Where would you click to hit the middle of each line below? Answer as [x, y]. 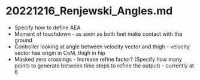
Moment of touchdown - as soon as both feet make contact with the [98, 33]
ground [23, 40]
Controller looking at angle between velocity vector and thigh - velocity [102, 47]
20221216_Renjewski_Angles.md [89, 11]
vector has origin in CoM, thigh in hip [60, 53]
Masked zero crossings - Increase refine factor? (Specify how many [98, 59]
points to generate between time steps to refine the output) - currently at [104, 65]
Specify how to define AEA [47, 27]
